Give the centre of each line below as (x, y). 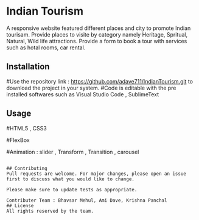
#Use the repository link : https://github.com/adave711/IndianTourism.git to (100, 81)
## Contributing (27, 168)
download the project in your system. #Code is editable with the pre (91, 88)
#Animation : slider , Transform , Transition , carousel (73, 152)
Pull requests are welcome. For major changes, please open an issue (96, 174)
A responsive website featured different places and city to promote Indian (99, 28)
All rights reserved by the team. (50, 211)
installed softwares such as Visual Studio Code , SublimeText (83, 94)
